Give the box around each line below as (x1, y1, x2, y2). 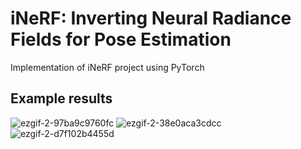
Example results (10, 90, 113, 107)
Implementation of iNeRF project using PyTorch (10, 61, 205, 73)
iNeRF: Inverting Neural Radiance (10, 7, 292, 30)
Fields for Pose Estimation (10, 28, 232, 51)
